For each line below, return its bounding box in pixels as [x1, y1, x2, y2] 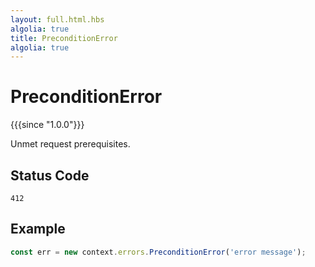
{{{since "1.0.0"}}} [10, 119, 85, 131]
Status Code [10, 167, 90, 184]
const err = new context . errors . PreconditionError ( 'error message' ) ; [10, 247, 307, 257]
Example [10, 221, 66, 238]
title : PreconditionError [10, 33, 118, 43]
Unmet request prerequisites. [10, 138, 131, 150]
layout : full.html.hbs [10, 14, 105, 25]
